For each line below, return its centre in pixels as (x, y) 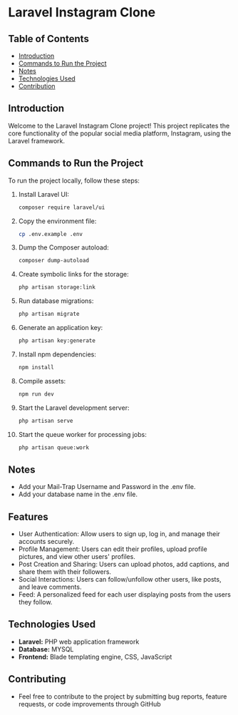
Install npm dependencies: (57, 354)
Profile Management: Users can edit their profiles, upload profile (113, 549)
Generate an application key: (61, 328)
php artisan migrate (49, 314)
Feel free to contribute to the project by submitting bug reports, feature (123, 696)
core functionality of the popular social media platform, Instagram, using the (120, 133)
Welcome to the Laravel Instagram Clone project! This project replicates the (119, 125)
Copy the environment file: (57, 221)
